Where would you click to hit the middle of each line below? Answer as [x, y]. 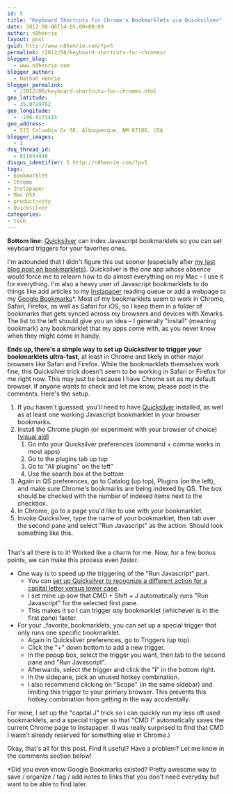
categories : [24, 215]
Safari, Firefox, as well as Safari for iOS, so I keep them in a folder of [105, 306]
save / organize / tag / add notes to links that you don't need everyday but [113, 777]
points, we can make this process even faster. [73, 560]
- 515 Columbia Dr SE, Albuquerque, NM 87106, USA [88, 130]
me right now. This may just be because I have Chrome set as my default [111, 379]
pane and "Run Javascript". [67, 662]
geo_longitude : [29, 111]
